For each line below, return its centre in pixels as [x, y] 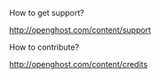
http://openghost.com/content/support [80, 30]
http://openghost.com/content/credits [79, 64]
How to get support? [47, 13]
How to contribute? [44, 47]
